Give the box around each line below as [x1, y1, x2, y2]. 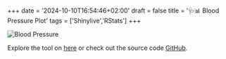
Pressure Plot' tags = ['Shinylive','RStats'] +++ [7, 17, 142, 25]
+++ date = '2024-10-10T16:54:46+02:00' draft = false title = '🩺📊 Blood [7, 6, 220, 15]
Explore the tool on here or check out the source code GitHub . [7, 44, 188, 52]
